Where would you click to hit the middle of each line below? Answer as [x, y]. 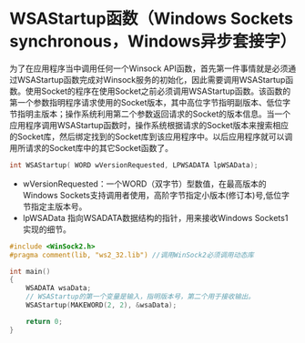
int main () [30, 271]
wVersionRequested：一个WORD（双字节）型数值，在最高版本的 [144, 184]
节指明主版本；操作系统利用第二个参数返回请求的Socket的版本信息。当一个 [150, 114]
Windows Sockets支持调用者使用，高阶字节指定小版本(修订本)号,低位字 [156, 195]
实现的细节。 [46, 229]
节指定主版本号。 [55, 207]
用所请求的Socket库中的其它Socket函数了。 [91, 147]
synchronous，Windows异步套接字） [153, 41]
